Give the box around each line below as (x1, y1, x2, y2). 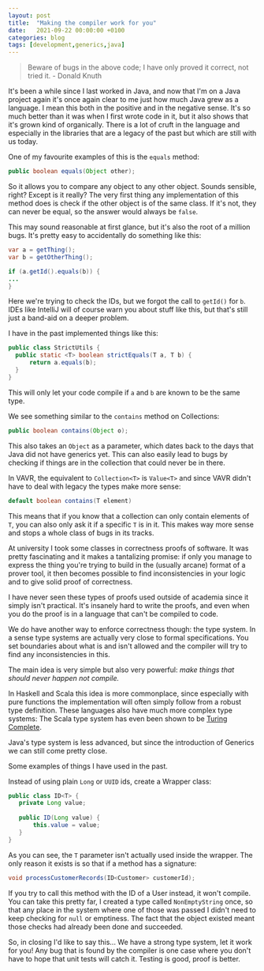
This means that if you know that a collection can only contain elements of (8, 511, 250, 520)
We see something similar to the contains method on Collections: (8, 411, 220, 421)
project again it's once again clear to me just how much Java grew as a (8, 95, 239, 104)
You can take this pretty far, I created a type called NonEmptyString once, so (8, 897, 254, 906)
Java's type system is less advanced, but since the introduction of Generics (8, 737, 255, 747)
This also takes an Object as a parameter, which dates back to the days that (8, 440, 254, 451)
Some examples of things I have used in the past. (8, 761, 168, 771)
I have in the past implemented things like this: (8, 329, 159, 338)
